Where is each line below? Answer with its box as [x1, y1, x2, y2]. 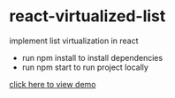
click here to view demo [9, 79, 96, 89]
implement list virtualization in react [9, 35, 139, 46]
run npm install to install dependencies [21, 52, 164, 63]
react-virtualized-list [9, 6, 166, 26]
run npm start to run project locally [21, 62, 148, 72]
